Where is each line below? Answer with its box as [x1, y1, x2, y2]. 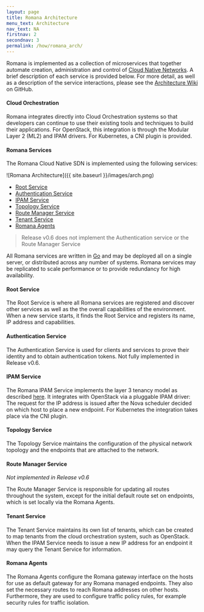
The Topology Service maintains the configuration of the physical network [6, 440, 193, 448]
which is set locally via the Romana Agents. [6, 499, 115, 506]
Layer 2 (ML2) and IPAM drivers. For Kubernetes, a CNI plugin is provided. [6, 132, 192, 140]
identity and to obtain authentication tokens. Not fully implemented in [6, 353, 180, 360]
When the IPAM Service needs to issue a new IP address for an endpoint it [6, 539, 193, 546]
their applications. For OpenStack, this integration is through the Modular [6, 126, 189, 133]
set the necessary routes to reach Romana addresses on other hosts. [6, 586, 180, 593]
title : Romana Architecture [6, 15, 78, 21]
